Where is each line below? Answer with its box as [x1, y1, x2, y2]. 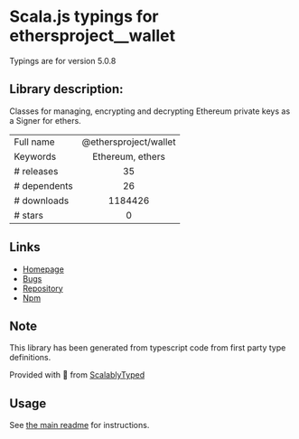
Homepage [22, 264, 65, 275]
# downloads [14, 194, 70, 207]
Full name [14, 135, 56, 148]
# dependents [14, 179, 74, 191]
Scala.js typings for [9, 6, 159, 27]
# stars [14, 209, 43, 221]
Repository [22, 283, 63, 294]
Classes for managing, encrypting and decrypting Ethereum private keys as [9, 106, 291, 117]
